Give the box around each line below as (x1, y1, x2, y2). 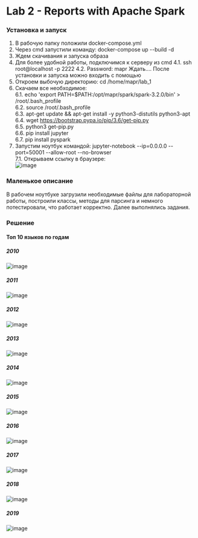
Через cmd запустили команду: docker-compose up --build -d (14, 46, 174, 53)
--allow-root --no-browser (45, 149, 112, 156)
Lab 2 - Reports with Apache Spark (6, 4, 185, 18)
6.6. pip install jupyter (14, 130, 69, 137)
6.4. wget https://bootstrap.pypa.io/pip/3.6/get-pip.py (14, 117, 149, 124)
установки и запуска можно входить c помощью (14, 71, 141, 79)
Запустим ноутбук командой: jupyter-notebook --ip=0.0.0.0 (14, 142, 167, 149)
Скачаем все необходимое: (14, 85, 88, 92)
